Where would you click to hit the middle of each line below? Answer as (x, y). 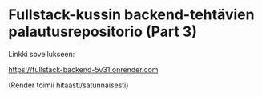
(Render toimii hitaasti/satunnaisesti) (69, 85)
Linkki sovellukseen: (42, 54)
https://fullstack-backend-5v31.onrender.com (83, 69)
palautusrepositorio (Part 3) (103, 32)
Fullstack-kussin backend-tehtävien (131, 15)
